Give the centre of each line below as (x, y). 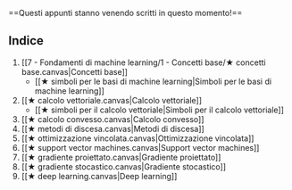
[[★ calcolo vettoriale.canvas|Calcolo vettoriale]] (112, 100)
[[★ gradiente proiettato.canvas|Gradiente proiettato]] (121, 157)
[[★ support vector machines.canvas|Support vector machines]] (140, 147)
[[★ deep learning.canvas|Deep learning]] (99, 176)
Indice (26, 41)
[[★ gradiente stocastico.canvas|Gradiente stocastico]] (124, 166)
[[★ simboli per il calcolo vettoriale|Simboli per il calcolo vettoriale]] (159, 110)
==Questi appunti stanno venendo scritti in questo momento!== (125, 13)
